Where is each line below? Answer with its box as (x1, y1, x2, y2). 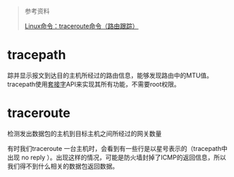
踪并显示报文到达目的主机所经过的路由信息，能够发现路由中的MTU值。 (7, 71, 214, 80)
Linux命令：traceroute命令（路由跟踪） (24, 22, 139, 30)
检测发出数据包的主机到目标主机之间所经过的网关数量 (7, 129, 162, 138)
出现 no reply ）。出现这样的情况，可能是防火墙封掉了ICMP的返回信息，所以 (7, 153, 227, 161)
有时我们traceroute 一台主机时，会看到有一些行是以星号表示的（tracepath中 (7, 144, 228, 152)
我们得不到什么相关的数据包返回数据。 (7, 161, 118, 170)
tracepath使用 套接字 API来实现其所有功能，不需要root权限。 (7, 80, 181, 88)
